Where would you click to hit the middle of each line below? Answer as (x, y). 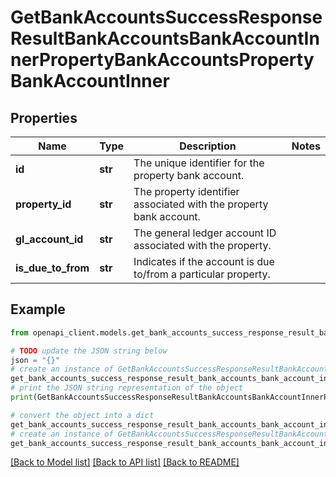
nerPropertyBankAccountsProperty (162, 60)
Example (38, 309)
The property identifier (186, 191)
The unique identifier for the (199, 163)
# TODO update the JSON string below (89, 351)
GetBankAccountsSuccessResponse (166, 17)
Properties (44, 117)
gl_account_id (49, 239)
